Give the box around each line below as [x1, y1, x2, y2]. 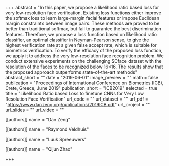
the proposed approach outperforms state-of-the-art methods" [5, 69, 138, 75]
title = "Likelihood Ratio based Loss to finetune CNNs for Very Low [5, 91, 144, 96]
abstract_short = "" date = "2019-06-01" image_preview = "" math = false [5, 75, 158, 80]
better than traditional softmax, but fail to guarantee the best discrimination [5, 26, 162, 32]
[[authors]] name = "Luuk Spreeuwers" [5, 137, 87, 142]
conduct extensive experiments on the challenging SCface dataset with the [5, 58, 162, 64]
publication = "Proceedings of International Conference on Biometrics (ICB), [5, 80, 164, 86]
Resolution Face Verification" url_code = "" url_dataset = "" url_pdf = [5, 96, 148, 102]
